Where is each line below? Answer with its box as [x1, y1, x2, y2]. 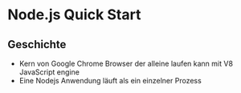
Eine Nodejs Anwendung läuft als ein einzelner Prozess [18, 76, 202, 85]
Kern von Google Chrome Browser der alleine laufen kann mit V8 [18, 59, 234, 68]
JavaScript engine [18, 67, 80, 77]
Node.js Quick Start [7, 6, 141, 24]
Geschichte [7, 38, 67, 51]
